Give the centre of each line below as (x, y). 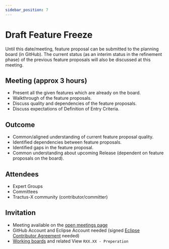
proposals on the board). (38, 158)
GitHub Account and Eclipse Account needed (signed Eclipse (76, 230)
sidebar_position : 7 (27, 10)
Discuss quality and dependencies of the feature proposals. (75, 103)
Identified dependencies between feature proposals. (67, 142)
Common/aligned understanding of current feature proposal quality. (83, 137)
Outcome (20, 125)
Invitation (21, 213)
